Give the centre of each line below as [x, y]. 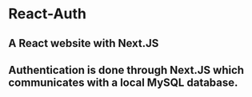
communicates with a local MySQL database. [123, 82]
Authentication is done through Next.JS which [126, 70]
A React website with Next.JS [84, 43]
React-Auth [47, 14]
